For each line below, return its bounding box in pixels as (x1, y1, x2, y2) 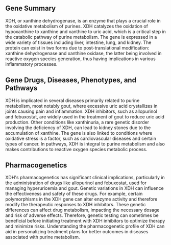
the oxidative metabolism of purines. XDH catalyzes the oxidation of (5, 23, 148, 29)
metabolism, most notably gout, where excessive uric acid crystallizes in (5, 103, 158, 109)
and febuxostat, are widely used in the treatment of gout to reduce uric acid (5, 113, 164, 119)
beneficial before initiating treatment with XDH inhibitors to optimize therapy (5, 218, 165, 224)
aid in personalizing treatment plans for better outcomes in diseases (5, 229, 149, 235)
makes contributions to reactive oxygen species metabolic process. (5, 146, 148, 152)
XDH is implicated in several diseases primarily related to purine (5, 97, 140, 104)
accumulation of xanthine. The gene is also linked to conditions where (5, 130, 153, 136)
